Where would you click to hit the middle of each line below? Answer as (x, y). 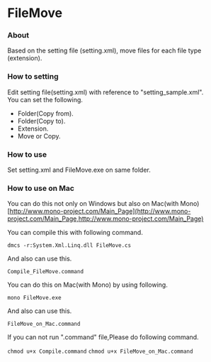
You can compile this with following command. (75, 233)
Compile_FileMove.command (45, 272)
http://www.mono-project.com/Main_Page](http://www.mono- (100, 212)
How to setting (33, 77)
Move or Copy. (39, 136)
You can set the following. (45, 99)
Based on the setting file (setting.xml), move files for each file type (104, 50)
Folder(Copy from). (46, 113)
